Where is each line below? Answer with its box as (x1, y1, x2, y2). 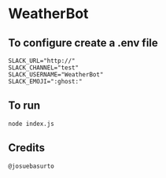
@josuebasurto (8, 162, 55, 170)
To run (8, 99, 41, 113)
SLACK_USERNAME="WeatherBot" (8, 71, 104, 79)
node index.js (8, 120, 55, 128)
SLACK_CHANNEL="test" (8, 64, 79, 72)
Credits (8, 141, 46, 154)
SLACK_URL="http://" (8, 57, 76, 65)
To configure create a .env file (8, 36, 159, 50)
